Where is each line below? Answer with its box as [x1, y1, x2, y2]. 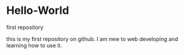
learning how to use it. [6, 42, 62, 49]
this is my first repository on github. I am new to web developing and [6, 35, 179, 42]
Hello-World [6, 4, 69, 18]
